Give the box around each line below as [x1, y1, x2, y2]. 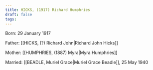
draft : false [5, 12, 32, 17]
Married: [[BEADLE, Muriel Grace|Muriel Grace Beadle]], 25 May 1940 [5, 59, 149, 65]
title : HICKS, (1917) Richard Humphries [5, 7, 91, 12]
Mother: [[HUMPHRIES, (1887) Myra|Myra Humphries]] [5, 49, 118, 55]
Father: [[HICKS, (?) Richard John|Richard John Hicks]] [5, 40, 118, 46]
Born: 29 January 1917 [5, 30, 51, 36]
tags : [5, 16, 16, 21]
